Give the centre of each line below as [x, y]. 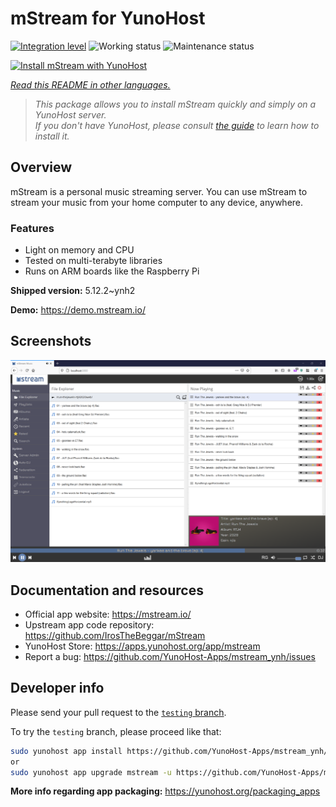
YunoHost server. [70, 114]
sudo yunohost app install [66, 751]
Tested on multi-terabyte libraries [93, 261]
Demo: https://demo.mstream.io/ [78, 310]
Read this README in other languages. [90, 84]
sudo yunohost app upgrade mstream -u [91, 772]
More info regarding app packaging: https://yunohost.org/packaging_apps [165, 791]
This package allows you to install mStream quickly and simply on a [175, 104]
